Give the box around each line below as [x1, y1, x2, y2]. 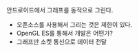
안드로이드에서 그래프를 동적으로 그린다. [6, 6, 114, 14]
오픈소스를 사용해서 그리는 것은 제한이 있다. [16, 21, 133, 29]
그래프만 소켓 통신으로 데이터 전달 [16, 38, 107, 46]
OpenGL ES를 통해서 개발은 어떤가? [16, 29, 113, 37]
